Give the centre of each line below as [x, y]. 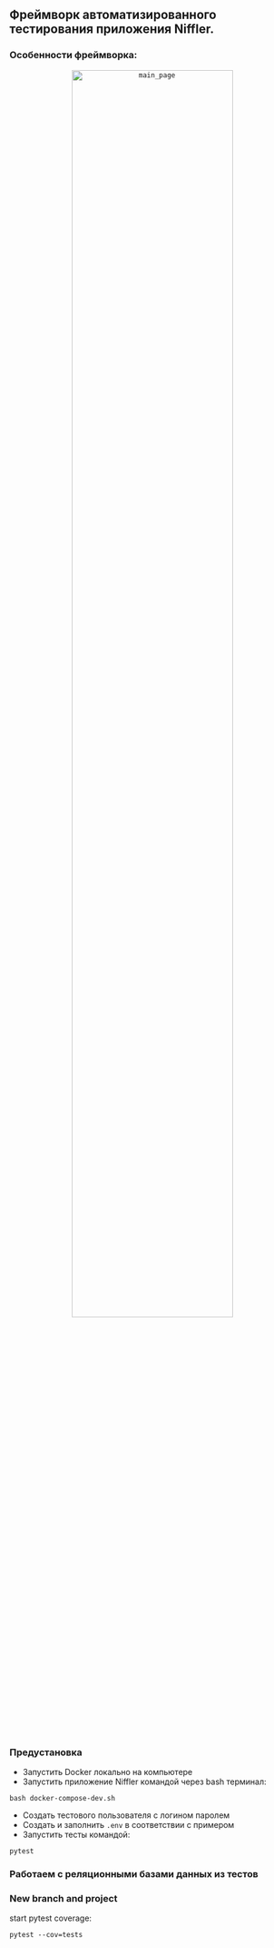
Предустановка [46, 1752]
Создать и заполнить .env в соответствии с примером [128, 1824]
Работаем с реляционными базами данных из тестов [134, 1873]
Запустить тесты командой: [76, 1834]
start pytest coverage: [51, 1918]
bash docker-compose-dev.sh [63, 1798]
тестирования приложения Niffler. [112, 30]
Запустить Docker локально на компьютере [108, 1771]
